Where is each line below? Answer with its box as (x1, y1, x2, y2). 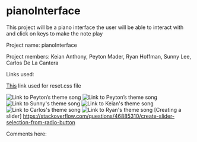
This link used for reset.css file (6, 82, 81, 89)
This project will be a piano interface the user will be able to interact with (6, 24, 184, 31)
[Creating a (154, 106, 182, 113)
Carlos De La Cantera (6, 59, 59, 66)
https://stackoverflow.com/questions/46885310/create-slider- (23, 112, 175, 120)
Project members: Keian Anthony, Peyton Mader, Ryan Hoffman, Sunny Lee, (6, 53, 192, 60)
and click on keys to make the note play (6, 30, 103, 37)
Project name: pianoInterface (6, 41, 77, 49)
